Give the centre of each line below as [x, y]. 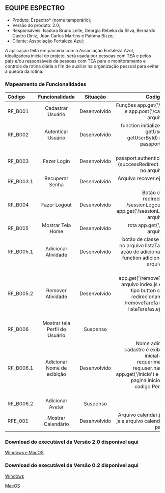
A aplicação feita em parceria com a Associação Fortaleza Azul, [69, 50]
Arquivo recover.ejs [140, 178]
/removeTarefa [141, 303]
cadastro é [137, 350]
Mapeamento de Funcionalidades [46, 84]
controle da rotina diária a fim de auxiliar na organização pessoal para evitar [82, 66]
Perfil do [56, 329]
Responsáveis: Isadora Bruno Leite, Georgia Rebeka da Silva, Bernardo [84, 30]
